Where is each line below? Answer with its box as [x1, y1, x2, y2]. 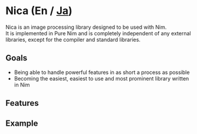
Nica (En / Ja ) [5, 4, 73, 18]
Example [5, 118, 38, 128]
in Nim [14, 81, 30, 88]
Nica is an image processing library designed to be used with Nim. [5, 24, 167, 31]
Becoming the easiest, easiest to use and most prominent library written [14, 75, 189, 82]
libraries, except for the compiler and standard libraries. [5, 36, 141, 43]
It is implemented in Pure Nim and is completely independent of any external [5, 29, 191, 36]
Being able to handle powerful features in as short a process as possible [14, 69, 190, 76]
